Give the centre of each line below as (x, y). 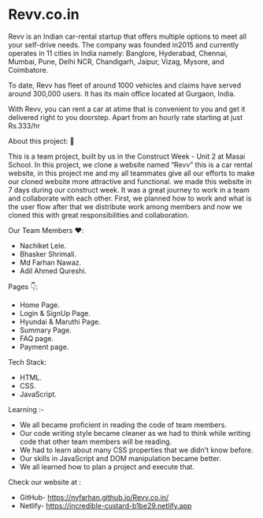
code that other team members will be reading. (95, 441)
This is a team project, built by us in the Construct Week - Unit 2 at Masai (127, 156)
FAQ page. (36, 338)
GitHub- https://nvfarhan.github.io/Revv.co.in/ (94, 497)
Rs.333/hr (24, 126)
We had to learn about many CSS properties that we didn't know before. (136, 450)
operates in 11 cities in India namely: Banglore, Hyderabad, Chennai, (118, 53)
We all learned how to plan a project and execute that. (107, 467)
